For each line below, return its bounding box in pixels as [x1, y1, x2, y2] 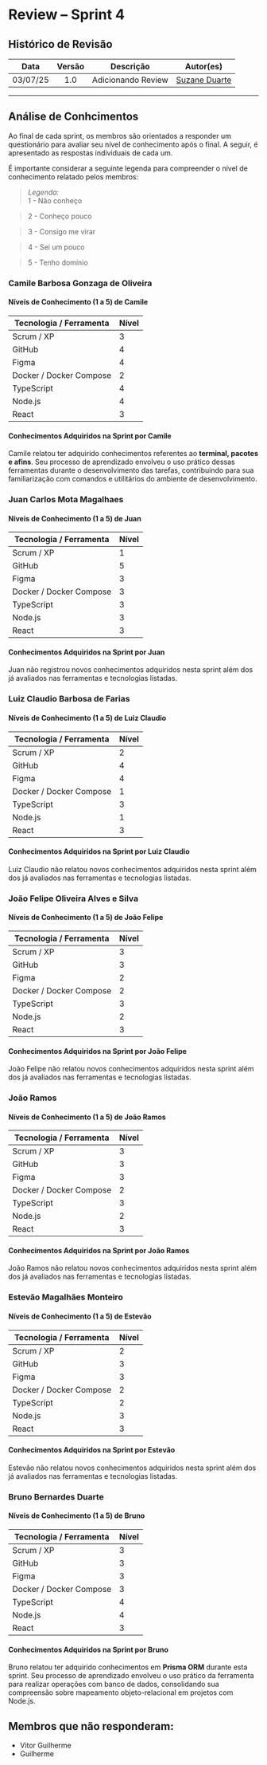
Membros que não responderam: [8, 1720, 174, 1733]
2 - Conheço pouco [27, 211, 92, 221]
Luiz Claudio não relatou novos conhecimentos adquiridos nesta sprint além [8, 864, 257, 874]
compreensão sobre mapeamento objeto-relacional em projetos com [8, 1688, 234, 1697]
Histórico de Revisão [8, 37, 113, 51]
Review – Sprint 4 [8, 6, 126, 24]
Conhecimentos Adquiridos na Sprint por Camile [8, 430, 172, 440]
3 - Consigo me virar [27, 226, 96, 236]
